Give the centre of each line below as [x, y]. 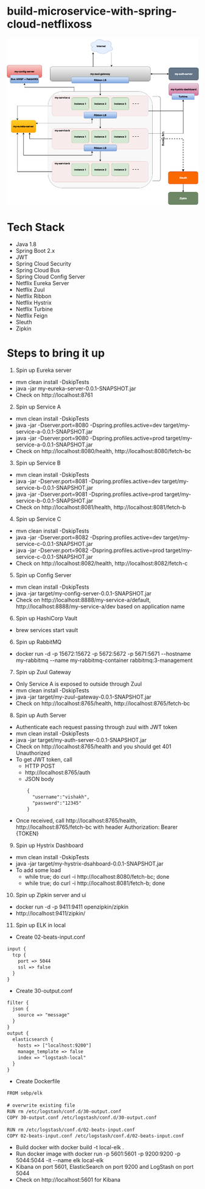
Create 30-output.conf [44, 991]
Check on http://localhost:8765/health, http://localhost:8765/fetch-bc [103, 703]
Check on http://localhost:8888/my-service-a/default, [83, 600]
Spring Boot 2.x [35, 250]
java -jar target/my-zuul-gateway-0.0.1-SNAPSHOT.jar [83, 697]
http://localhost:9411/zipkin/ [50, 913]
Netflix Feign [32, 315]
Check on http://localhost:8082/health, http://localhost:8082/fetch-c [102, 563]
